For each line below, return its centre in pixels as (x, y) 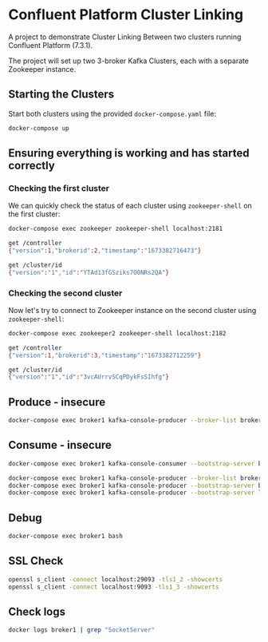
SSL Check (36, 561)
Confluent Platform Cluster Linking (126, 15)
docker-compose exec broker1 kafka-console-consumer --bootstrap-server (132, 464)
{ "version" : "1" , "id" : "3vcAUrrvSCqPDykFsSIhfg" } (89, 377)
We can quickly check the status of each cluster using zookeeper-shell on (130, 206)
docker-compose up (39, 128)
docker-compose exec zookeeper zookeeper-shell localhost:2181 (116, 229)
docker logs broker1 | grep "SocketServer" (82, 630)
